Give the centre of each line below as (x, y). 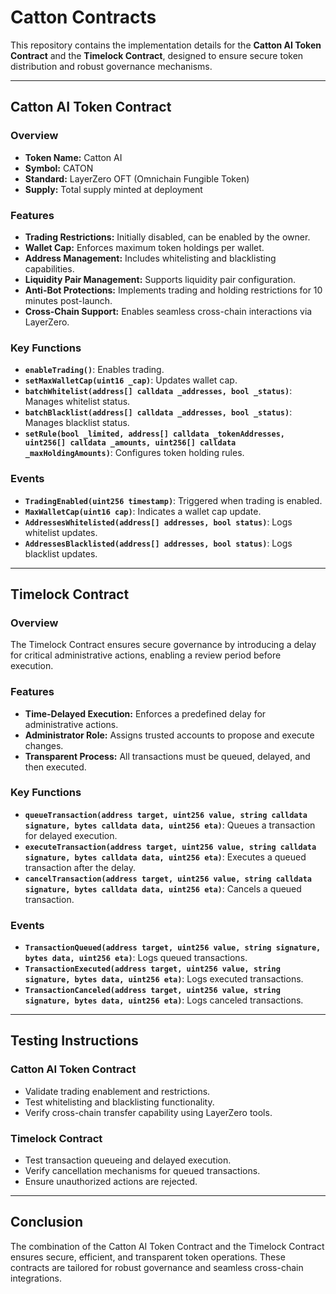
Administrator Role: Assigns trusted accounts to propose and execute (169, 735)
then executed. (55, 767)
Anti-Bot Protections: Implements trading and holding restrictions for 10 (173, 290)
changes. (44, 745)
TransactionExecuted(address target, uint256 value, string (152, 969)
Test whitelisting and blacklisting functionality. (119, 1102)
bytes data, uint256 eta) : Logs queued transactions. (136, 958)
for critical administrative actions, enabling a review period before (146, 655)
